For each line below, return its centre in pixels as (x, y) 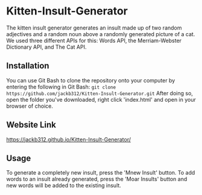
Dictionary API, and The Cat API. (46, 47)
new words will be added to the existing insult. (64, 185)
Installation (28, 66)
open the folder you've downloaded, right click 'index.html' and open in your (101, 99)
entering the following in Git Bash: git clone (61, 87)
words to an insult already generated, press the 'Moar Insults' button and (97, 179)
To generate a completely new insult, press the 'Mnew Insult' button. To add (101, 173)
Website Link (31, 125)
